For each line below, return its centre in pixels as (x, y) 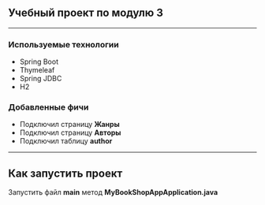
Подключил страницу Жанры (69, 125)
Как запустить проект (65, 173)
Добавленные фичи (49, 107)
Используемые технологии (64, 44)
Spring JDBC (41, 79)
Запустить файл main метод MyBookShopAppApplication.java (113, 192)
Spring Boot (39, 61)
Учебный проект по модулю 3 (86, 13)
